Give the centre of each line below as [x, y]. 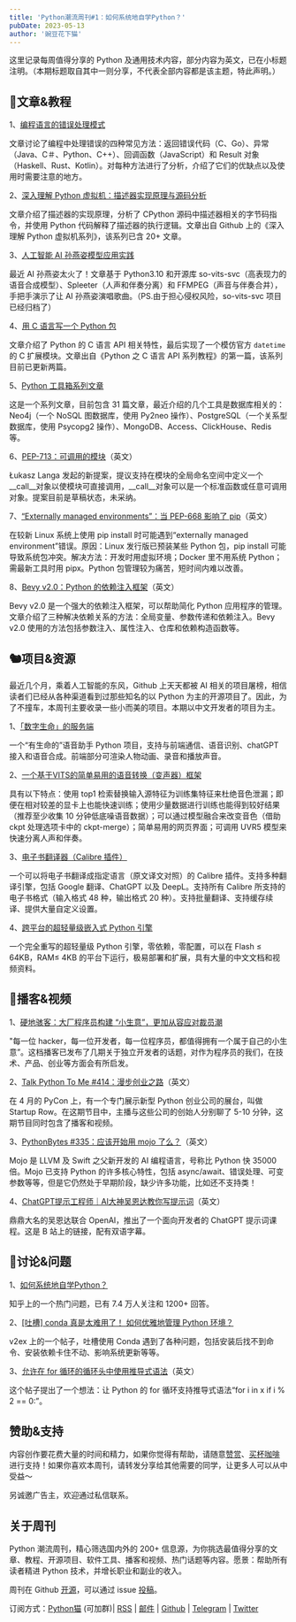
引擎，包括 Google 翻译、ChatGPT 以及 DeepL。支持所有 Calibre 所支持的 [151, 887]
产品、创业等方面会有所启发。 [79, 1063]
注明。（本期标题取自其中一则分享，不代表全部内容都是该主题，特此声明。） [144, 71]
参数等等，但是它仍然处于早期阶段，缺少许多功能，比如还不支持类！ [133, 1182]
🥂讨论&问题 [40, 1262]
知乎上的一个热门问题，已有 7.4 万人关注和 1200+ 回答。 [112, 1303]
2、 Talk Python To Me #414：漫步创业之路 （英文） [102, 1081]
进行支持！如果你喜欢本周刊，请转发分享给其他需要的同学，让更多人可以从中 [148, 1465]
